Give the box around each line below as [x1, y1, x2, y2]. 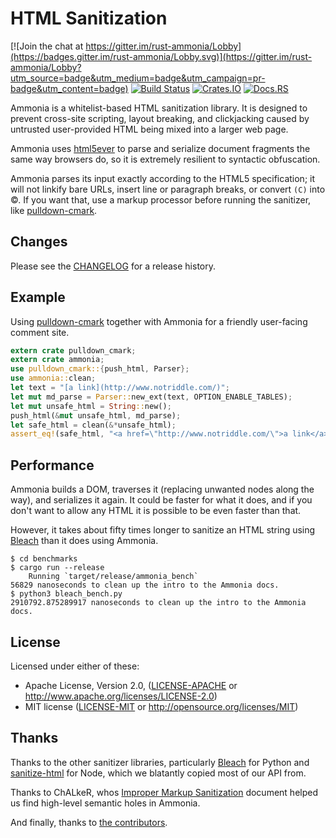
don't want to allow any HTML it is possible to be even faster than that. [10, 505, 302, 517]
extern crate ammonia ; [10, 355, 105, 365]
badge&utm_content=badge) [10, 82, 129, 94]
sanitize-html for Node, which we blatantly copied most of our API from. [10, 767, 307, 779]
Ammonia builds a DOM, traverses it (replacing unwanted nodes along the [10, 483, 315, 496]
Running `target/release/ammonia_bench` [28, 572, 199, 582]
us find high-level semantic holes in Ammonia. [10, 797, 201, 809]
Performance [10, 457, 95, 474]
